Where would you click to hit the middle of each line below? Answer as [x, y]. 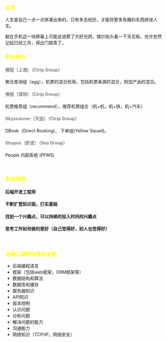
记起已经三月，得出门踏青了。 [36, 43]
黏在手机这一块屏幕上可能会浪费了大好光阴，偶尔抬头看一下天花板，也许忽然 [83, 36]
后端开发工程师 [20, 192]
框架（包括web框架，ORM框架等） [48, 272]
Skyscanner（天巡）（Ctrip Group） [42, 119]
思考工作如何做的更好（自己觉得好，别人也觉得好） [57, 229]
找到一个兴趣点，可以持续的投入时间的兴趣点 [51, 216]
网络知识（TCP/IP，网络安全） [43, 335]
